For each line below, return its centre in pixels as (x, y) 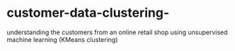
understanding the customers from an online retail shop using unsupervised (117, 32)
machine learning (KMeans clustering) (62, 39)
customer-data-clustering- (88, 13)
